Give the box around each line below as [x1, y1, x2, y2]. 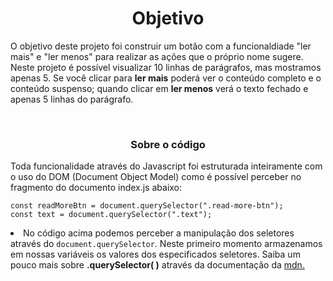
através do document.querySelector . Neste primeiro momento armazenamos [10, 238, 323, 250]
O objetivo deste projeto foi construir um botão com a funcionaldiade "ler [10, 40, 312, 52]
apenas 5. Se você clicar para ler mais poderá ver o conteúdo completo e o [10, 72, 322, 84]
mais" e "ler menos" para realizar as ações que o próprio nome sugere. [10, 50, 304, 62]
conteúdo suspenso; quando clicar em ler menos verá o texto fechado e [10, 82, 309, 94]
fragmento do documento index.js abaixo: [10, 182, 183, 194]
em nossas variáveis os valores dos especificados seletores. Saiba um [10, 248, 301, 261]
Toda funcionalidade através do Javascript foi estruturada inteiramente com [10, 160, 323, 172]
